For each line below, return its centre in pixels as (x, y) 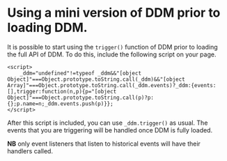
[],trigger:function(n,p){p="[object (62, 91)
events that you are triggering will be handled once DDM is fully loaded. (110, 130)
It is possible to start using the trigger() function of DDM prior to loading (112, 47)
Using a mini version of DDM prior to (114, 13)
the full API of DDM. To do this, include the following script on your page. (112, 54)
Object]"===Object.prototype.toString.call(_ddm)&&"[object (96, 79)
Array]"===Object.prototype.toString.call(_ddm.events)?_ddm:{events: (112, 85)
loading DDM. (48, 28)
